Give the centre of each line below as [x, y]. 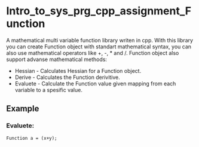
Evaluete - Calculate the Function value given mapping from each [95, 83]
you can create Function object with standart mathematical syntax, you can [99, 47]
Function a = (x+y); [32, 138]
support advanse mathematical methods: [57, 59]
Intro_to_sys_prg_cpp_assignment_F [99, 11]
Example [23, 109]
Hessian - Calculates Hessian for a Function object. [78, 71]
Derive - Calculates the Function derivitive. [68, 77]
